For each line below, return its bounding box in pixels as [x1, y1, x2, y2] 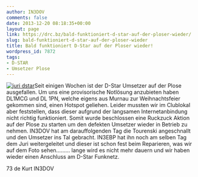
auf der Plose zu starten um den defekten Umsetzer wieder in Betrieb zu [6, 121, 188, 128]
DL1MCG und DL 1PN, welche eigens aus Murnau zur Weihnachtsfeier [6, 95, 180, 102]
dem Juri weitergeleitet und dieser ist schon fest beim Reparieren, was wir [6, 141, 193, 148]
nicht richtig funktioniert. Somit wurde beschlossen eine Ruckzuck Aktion [6, 114, 190, 122]
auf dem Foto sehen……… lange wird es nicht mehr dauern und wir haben [6, 147, 190, 154]
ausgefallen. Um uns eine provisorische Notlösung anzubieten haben [6, 89, 179, 96]
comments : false [6, 15, 47, 21]
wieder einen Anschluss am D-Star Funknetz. [6, 153, 120, 161]
